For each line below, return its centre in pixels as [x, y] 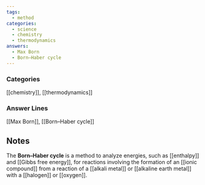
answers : [17, 47]
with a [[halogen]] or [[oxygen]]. [47, 175]
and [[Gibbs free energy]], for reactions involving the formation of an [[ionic [102, 162]
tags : [13, 12]
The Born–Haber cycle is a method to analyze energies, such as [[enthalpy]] [103, 156]
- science [24, 29]
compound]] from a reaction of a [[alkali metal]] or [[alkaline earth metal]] [99, 168]
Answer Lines [27, 108]
